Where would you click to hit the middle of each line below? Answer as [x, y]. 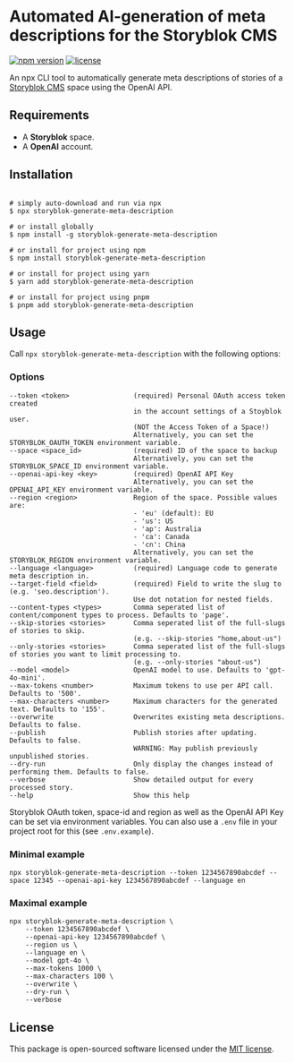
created [24, 403]
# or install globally [51, 227]
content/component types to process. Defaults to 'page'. [119, 615]
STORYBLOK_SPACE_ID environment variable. [89, 466]
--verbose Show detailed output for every [131, 780]
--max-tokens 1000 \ [63, 969]
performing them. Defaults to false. [80, 772]
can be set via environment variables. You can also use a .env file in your [143, 821]
